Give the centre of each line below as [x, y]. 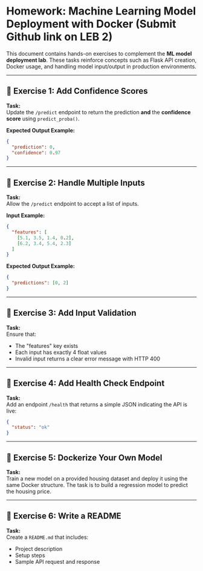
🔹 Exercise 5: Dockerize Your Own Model [84, 458]
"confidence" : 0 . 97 [36, 152]
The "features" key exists [47, 345]
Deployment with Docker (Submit [91, 24]
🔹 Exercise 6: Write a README [64, 516]
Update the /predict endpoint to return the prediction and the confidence [99, 112]
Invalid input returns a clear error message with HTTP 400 [88, 359]
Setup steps [30, 555]
